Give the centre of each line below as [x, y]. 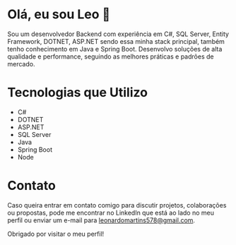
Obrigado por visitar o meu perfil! [56, 234]
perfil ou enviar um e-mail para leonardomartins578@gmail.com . [101, 220]
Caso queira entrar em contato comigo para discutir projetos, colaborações [117, 205]
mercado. [21, 64]
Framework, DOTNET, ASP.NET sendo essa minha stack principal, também [116, 41]
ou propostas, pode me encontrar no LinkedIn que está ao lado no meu [111, 213]
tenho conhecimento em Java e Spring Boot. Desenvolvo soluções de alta [115, 49]
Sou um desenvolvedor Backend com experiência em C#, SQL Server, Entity [118, 34]
